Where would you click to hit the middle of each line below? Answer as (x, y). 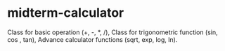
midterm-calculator (66, 13)
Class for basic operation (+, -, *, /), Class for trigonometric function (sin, (112, 32)
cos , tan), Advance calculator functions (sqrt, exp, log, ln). (92, 39)
